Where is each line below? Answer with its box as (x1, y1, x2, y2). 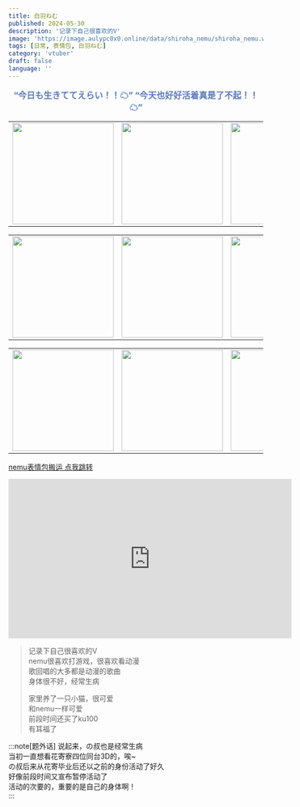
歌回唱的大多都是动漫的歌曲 (27, 666, 121, 677)
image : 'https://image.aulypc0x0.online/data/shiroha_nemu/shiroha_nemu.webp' (8, 34, 281, 43)
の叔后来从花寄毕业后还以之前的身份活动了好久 (8, 762, 164, 771)
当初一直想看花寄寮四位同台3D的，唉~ (8, 751, 137, 762)
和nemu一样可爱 (27, 704, 83, 714)
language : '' (8, 65, 53, 73)
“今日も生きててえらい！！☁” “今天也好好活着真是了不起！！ (13, 90, 259, 101)
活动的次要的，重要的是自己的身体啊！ (8, 782, 136, 792)
